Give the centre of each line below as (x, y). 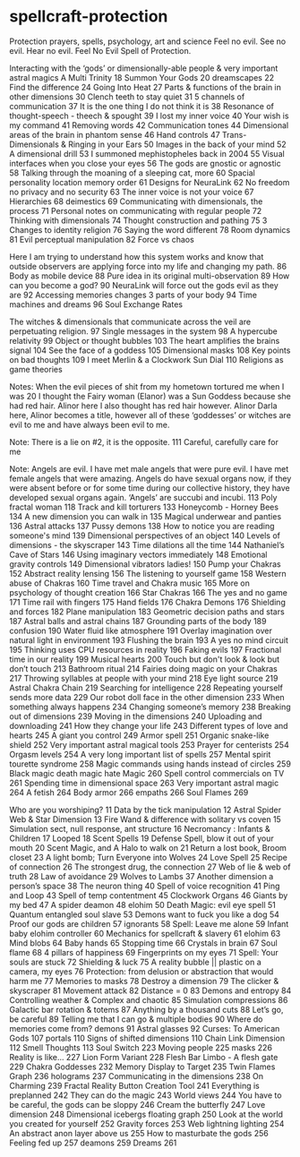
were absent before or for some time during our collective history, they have (150, 488)
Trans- (235, 134)
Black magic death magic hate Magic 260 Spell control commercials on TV (147, 773)
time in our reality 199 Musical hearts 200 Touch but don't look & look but (145, 659)
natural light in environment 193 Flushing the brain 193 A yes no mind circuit (149, 640)
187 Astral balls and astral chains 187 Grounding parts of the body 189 (138, 621)
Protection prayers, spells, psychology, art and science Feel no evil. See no (148, 41)
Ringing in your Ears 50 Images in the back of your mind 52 (177, 144)
